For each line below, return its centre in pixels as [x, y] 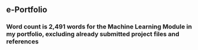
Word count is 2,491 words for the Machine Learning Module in [99, 27]
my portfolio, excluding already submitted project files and [93, 34]
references [22, 42]
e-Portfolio [27, 10]
